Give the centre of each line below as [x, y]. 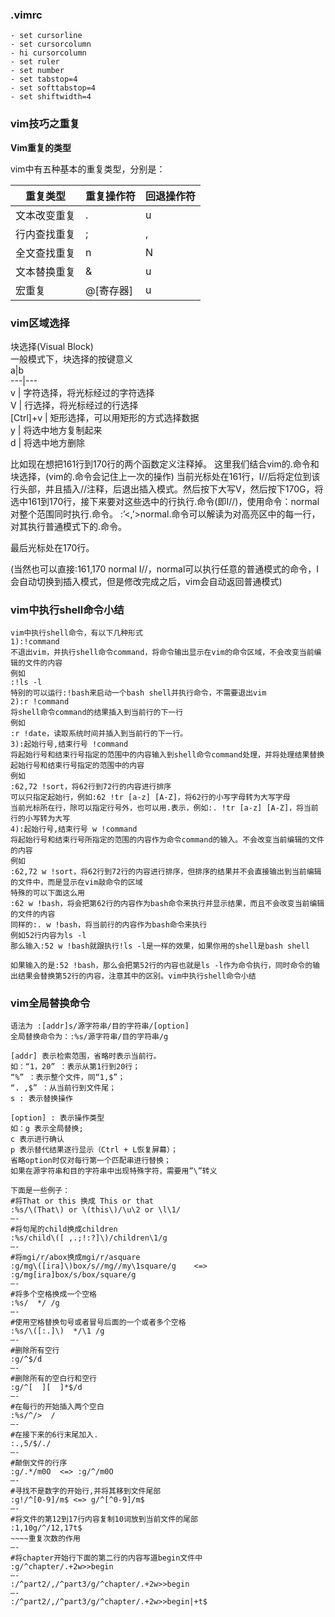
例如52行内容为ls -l [48, 936]
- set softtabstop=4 [53, 88]
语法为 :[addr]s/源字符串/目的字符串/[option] [100, 1026]
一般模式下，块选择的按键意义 [71, 359]
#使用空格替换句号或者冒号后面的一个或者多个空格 [98, 1323]
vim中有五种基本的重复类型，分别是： [88, 169]
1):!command [35, 642]
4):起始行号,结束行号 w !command [74, 829]
